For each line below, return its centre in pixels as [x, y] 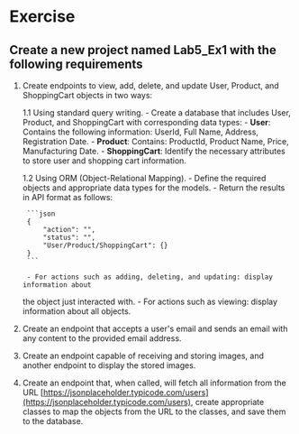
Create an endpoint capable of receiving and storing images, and [143, 356]
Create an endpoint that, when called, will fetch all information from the [154, 383]
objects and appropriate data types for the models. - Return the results [154, 188]
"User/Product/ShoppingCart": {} [105, 245]
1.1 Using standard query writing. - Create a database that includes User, [156, 113]
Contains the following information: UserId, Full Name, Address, [140, 132]
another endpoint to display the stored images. [109, 365]
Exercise [42, 17]
